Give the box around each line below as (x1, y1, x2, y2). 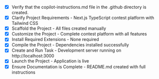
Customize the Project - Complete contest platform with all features (11, 31, 147, 37)
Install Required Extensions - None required (11, 37, 99, 42)
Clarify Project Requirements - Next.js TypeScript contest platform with (11, 15, 154, 21)
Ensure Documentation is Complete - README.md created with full (11, 63, 146, 70)
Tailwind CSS (11, 20, 38, 26)
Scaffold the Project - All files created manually (11, 25, 106, 31)
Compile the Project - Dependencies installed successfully (11, 42, 129, 48)
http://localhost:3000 (11, 53, 54, 59)
